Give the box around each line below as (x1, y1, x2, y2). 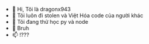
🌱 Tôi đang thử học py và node (11, 18, 89, 25)
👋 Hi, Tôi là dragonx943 (11, 6, 71, 12)
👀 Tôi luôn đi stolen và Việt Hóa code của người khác (11, 12, 144, 19)
